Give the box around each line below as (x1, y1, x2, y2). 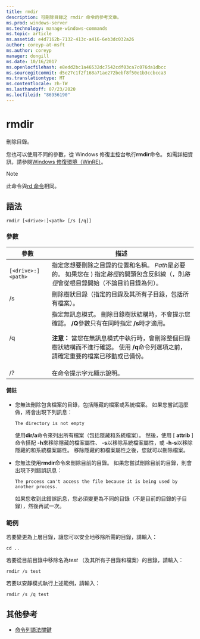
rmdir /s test (6, 569, 42, 575)
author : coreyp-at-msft (6, 42, 65, 48)
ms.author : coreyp (6, 48, 52, 54)
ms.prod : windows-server (6, 20, 68, 26)
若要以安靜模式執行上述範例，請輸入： (6, 579, 100, 587)
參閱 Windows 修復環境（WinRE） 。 (21, 158, 107, 165)
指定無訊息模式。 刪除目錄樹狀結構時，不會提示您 (51, 310, 190, 318)
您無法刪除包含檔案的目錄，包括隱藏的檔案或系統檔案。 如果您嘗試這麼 (14, 401, 189, 408)
